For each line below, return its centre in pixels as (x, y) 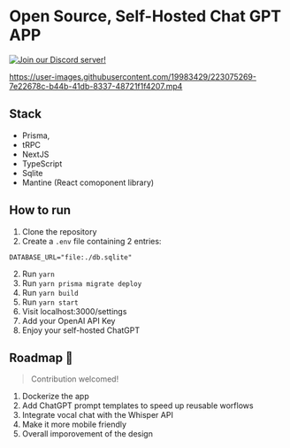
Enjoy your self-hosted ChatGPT (80, 330)
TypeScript (42, 163)
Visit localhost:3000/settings (74, 311)
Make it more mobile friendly (74, 425)
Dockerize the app (56, 397)
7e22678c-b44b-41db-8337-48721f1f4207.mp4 (96, 86)
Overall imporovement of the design (87, 434)
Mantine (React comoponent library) (88, 182)
